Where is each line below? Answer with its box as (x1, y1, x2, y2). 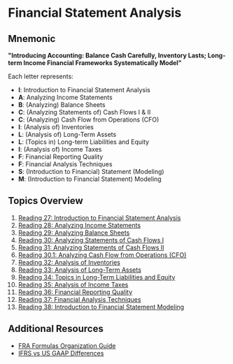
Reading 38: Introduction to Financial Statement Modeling (17, 303, 185, 311)
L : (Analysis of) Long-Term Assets (17, 131, 117, 138)
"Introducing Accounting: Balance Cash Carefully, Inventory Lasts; (8, 51, 207, 59)
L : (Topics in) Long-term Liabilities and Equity (17, 138, 150, 146)
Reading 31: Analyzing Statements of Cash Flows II (17, 243, 164, 252)
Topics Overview (8, 195, 83, 207)
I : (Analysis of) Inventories (17, 123, 94, 131)
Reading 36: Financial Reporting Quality (17, 288, 132, 296)
